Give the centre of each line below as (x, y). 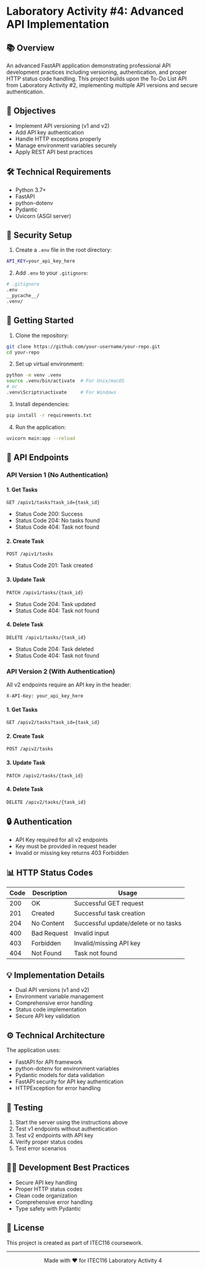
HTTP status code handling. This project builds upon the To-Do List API (97, 79)
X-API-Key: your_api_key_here (45, 696)
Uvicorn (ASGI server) (43, 216)
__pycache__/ (23, 296)
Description (50, 893)
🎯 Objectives (31, 111)
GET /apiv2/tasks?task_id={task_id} (53, 723)
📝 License (25, 1228)
